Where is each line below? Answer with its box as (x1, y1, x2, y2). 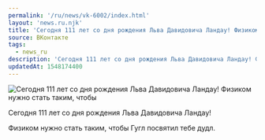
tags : (8, 41, 26, 49)
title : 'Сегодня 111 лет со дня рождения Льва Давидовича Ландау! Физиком (8, 26, 259, 34)
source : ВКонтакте (8, 33, 69, 42)
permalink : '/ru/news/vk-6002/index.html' (8, 11, 150, 20)
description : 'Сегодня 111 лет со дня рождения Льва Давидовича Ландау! (8, 56, 252, 64)
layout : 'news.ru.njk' (8, 19, 83, 27)
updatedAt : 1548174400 (8, 63, 83, 71)
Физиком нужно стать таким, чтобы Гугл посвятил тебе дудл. (8, 123, 215, 132)
